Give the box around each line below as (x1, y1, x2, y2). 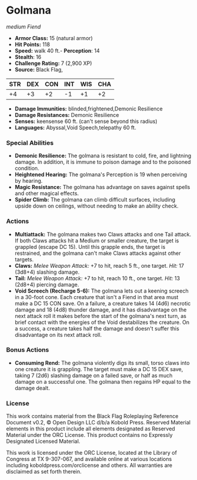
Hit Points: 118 (14, 41, 50, 48)
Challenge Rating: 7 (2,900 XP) (14, 60, 92, 67)
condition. (14, 165, 40, 172)
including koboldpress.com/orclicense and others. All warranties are (6, 462, 173, 469)
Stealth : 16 (14, 53, 41, 60)
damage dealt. (14, 384, 50, 391)
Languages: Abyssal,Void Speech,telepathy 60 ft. (14, 124, 137, 131)
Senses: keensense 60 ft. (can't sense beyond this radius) (14, 118, 158, 125)
